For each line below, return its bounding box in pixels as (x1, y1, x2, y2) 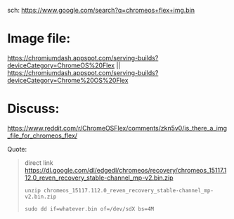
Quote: (7, 145, 27, 153)
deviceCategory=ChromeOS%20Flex (7, 61, 115, 69)
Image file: (7, 31, 71, 46)
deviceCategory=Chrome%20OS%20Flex (7, 76, 129, 84)
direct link (24, 158, 54, 167)
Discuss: (7, 101, 60, 117)
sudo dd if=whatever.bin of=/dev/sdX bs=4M (24, 205, 155, 213)
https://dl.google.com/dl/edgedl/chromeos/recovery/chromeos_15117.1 (24, 166, 227, 174)
